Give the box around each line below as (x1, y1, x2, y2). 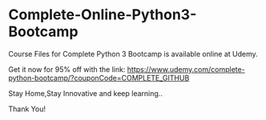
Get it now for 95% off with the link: (8, 64, 126, 74)
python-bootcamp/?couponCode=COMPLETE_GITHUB (8, 73, 190, 82)
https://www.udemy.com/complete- (127, 64, 246, 74)
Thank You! (8, 104, 46, 114)
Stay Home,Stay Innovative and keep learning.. (8, 88, 163, 98)
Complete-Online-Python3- (8, 6, 197, 24)
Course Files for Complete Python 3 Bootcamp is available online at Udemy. (8, 49, 258, 58)
